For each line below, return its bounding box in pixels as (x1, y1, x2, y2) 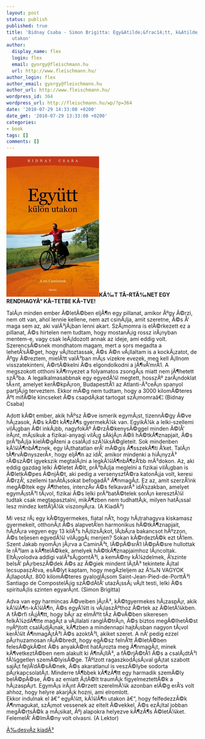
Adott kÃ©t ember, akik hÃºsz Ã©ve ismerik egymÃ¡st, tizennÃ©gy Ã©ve (6, 412, 192, 419)
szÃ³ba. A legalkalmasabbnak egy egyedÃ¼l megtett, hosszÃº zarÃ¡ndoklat (6, 374, 196, 381)
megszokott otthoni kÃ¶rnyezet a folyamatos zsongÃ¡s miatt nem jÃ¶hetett (6, 368, 194, 375)
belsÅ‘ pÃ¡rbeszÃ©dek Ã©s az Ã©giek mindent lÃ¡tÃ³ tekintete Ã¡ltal (6, 560, 179, 568)
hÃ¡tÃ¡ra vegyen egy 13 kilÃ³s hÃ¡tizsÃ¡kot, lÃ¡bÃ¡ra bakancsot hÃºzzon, (6, 528, 187, 535)
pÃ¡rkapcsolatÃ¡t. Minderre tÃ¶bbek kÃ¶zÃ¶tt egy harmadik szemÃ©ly (6, 669, 184, 677)
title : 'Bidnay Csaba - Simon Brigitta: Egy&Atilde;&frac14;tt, (6, 29, 173, 35)
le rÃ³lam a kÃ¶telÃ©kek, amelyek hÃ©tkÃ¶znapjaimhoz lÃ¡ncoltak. (6, 547, 177, 555)
